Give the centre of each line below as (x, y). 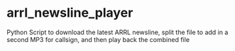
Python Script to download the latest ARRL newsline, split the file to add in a (117, 32)
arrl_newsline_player (70, 13)
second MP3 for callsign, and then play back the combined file (98, 39)
